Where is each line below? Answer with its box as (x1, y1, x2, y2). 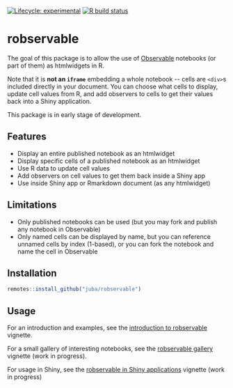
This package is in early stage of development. (7, 110, 142, 118)
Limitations (7, 199, 57, 211)
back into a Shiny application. (7, 97, 92, 105)
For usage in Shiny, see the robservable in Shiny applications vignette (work (7, 366, 225, 374)
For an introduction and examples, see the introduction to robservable (7, 324, 207, 332)
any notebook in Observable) (17, 225, 101, 233)
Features (7, 131, 47, 143)
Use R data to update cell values (17, 164, 110, 172)
